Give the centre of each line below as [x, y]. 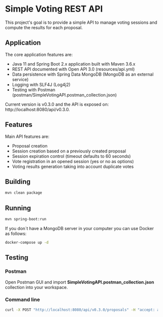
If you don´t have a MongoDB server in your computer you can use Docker [80, 228]
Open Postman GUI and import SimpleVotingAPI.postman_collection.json [80, 282]
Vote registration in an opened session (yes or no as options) [73, 161]
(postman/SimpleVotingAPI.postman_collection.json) [65, 95]
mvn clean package [24, 193]
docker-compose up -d [27, 242]
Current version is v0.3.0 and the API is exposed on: [57, 104]
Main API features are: [27, 136]
